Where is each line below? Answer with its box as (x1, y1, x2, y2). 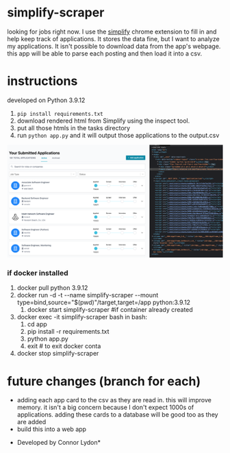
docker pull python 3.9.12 (16, 284, 88, 292)
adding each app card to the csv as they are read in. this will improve (16, 396, 212, 404)
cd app (27, 320, 48, 328)
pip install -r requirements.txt (27, 328, 110, 336)
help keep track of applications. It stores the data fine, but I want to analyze (7, 34, 220, 42)
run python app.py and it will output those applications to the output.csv (16, 131, 220, 139)
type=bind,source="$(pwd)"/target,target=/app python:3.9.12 (16, 298, 190, 306)
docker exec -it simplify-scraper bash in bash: (16, 313, 147, 321)
